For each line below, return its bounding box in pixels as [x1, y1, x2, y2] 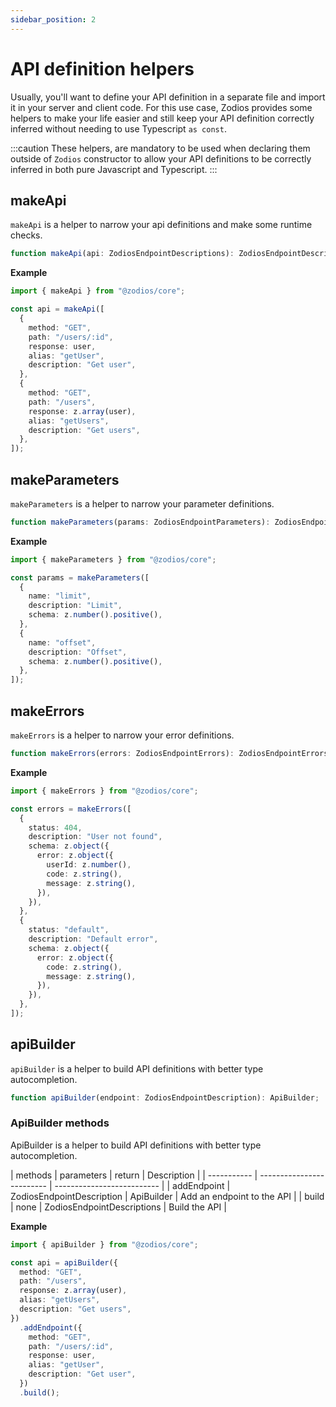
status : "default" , [28, 925, 110, 935]
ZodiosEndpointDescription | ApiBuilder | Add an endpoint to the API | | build [10, 1190, 325, 1202]
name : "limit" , [28, 591, 92, 601]
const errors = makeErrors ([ [10, 804, 132, 814]
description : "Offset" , [28, 647, 128, 657]
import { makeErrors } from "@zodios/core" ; [10, 786, 199, 796]
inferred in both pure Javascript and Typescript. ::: [10, 163, 218, 175]
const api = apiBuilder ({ [10, 1257, 118, 1268]
